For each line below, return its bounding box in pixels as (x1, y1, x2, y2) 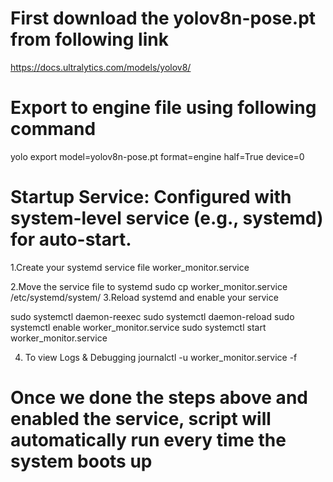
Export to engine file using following (10, 97, 317, 119)
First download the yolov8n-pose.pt (10, 7, 317, 30)
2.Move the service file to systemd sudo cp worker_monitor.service (10, 280, 288, 292)
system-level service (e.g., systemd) (10, 207, 324, 230)
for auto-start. (10, 228, 132, 251)
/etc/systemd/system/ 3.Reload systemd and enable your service (10, 291, 279, 303)
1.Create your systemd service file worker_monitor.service (10, 261, 250, 273)
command (10, 118, 97, 141)
